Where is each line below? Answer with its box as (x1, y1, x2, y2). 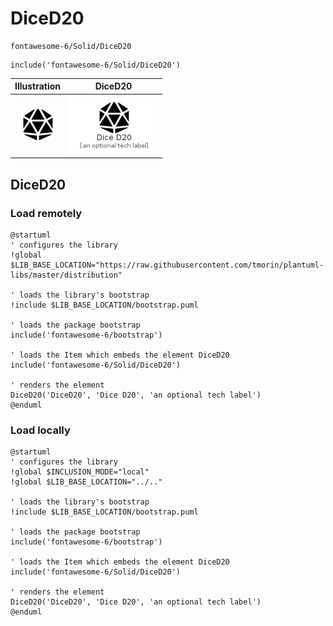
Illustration (14, 80, 62, 92)
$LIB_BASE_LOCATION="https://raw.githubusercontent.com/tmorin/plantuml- (10, 260, 325, 270)
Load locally (10, 423, 71, 437)
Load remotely (10, 206, 83, 220)
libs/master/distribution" (10, 270, 123, 280)
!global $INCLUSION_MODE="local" (10, 467, 150, 477)
